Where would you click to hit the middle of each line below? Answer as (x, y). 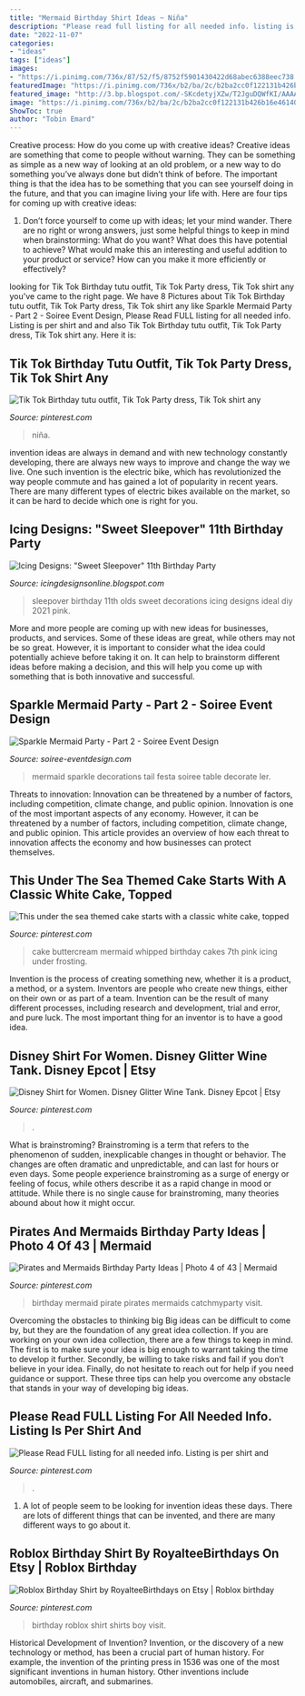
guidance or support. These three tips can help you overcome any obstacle (150, 1378)
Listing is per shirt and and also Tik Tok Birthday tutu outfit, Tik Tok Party (146, 326)
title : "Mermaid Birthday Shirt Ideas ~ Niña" (99, 18)
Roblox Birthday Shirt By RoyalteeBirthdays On (144, 1554)
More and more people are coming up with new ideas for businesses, (139, 627)
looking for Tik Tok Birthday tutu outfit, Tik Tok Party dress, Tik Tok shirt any (152, 286)
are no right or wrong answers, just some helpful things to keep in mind (156, 231)
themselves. (32, 852)
